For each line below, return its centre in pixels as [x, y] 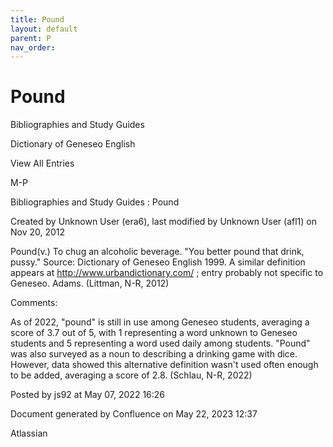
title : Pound [37, 19]
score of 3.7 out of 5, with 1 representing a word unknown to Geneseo [154, 333]
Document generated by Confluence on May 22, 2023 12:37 [134, 414]
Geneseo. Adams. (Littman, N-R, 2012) [90, 283]
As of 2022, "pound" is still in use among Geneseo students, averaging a [160, 322]
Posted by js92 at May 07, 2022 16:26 [88, 395]
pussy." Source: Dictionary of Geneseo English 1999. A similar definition [158, 262]
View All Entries [42, 163]
